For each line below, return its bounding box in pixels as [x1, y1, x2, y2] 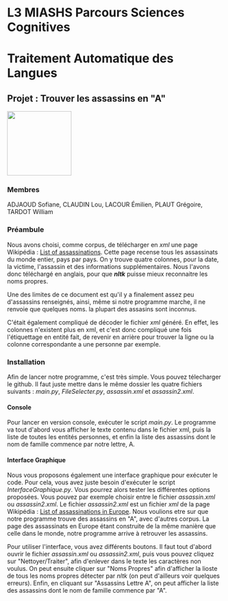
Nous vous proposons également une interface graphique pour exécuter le [7, 471, 218, 480]
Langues [7, 65, 58, 81]
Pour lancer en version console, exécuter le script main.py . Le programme [7, 419, 216, 427]
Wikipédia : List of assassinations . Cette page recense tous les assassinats [7, 248, 218, 256]
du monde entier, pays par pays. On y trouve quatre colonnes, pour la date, [7, 255, 219, 263]
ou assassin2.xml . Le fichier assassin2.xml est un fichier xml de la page [7, 500, 210, 508]
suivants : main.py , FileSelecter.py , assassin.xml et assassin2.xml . [7, 388, 194, 396]
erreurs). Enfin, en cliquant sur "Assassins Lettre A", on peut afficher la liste [7, 579, 219, 587]
